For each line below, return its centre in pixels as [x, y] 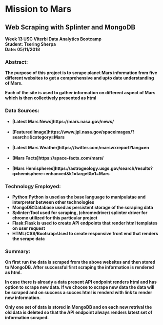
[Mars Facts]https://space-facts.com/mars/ [58, 158]
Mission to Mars [38, 9]
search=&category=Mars [38, 137]
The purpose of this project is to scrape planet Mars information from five [81, 73]
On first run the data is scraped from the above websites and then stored [80, 262]
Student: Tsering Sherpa [31, 44]
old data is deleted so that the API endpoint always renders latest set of [79, 312]
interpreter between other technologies [53, 202]
